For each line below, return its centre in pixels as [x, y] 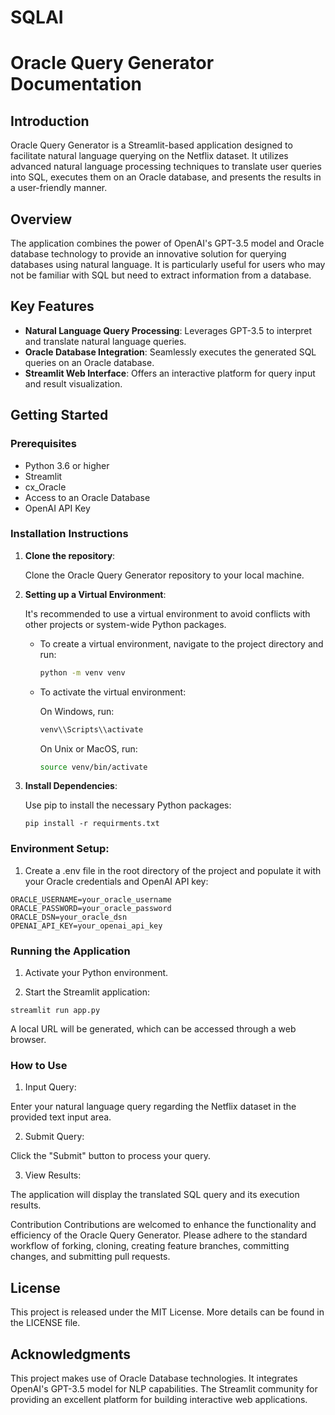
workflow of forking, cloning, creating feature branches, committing [150, 1246]
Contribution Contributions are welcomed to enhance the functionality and [163, 1225]
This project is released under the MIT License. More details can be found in [167, 1312]
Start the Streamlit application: [87, 992]
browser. [28, 1040]
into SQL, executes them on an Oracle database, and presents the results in [166, 177]
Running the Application [70, 951]
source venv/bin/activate [93, 767]
